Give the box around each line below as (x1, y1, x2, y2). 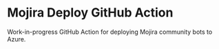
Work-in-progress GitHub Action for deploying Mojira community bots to (7, 28, 213, 36)
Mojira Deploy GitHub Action (7, 5, 174, 21)
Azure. (7, 35, 26, 43)
